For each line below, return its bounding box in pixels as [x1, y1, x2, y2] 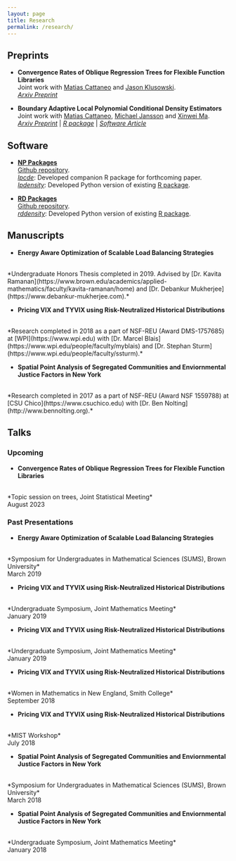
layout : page [7, 10, 46, 18]
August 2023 [7, 500, 46, 508]
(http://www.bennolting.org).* [7, 406, 93, 415]
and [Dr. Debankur [136, 284, 190, 293]
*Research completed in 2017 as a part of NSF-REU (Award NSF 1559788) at [7, 391, 229, 400]
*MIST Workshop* [7, 731, 61, 739]
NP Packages [17, 158, 58, 166]
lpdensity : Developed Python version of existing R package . [17, 181, 191, 189]
